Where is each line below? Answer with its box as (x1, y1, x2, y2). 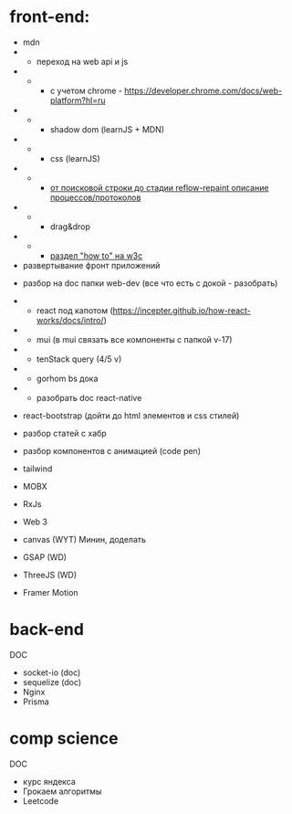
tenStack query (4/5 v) (36, 354, 122, 365)
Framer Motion (22, 587, 79, 597)
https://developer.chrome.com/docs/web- (124, 85, 283, 96)
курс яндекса (22, 776, 76, 787)
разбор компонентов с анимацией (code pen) (22, 445, 201, 456)
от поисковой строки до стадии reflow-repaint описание (49, 182, 269, 193)
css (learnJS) (49, 153, 100, 164)
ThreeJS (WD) (22, 569, 78, 580)
